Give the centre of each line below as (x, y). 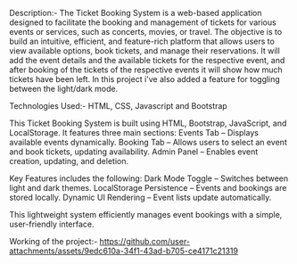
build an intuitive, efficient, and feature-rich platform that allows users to (142, 41)
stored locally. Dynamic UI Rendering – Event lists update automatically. (140, 197)
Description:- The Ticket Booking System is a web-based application (136, 13)
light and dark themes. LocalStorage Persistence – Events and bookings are (148, 188)
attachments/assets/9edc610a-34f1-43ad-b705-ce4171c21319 (124, 251)
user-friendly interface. (52, 224)
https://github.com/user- (144, 241)
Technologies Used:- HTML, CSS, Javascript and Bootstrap (118, 106)
